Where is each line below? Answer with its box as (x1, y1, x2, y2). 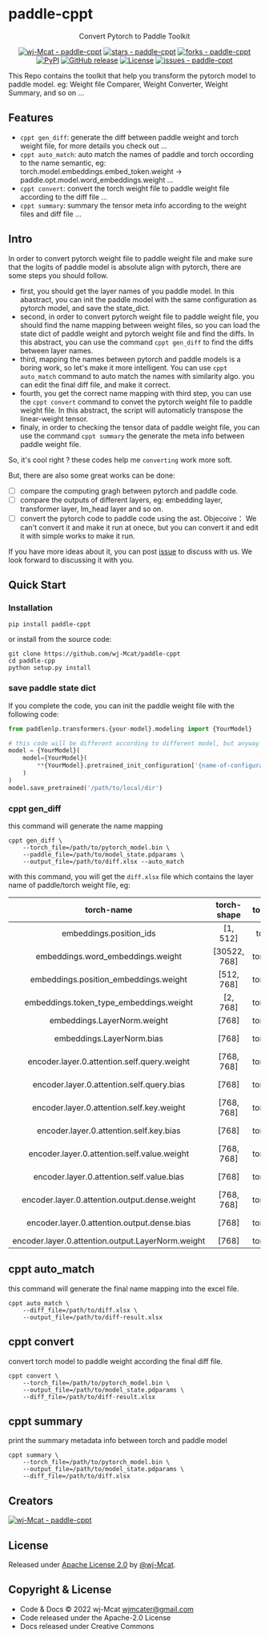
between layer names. (19, 345, 94, 355)
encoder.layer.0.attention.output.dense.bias (26, 1217, 191, 1228)
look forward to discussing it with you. (8, 554, 134, 565)
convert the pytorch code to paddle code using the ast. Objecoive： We (19, 514, 257, 523)
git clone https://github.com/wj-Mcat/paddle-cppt (8, 650, 181, 658)
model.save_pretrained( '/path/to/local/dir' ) (8, 784, 163, 792)
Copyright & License (8, 1583, 112, 1597)
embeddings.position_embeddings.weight (30, 974, 188, 986)
